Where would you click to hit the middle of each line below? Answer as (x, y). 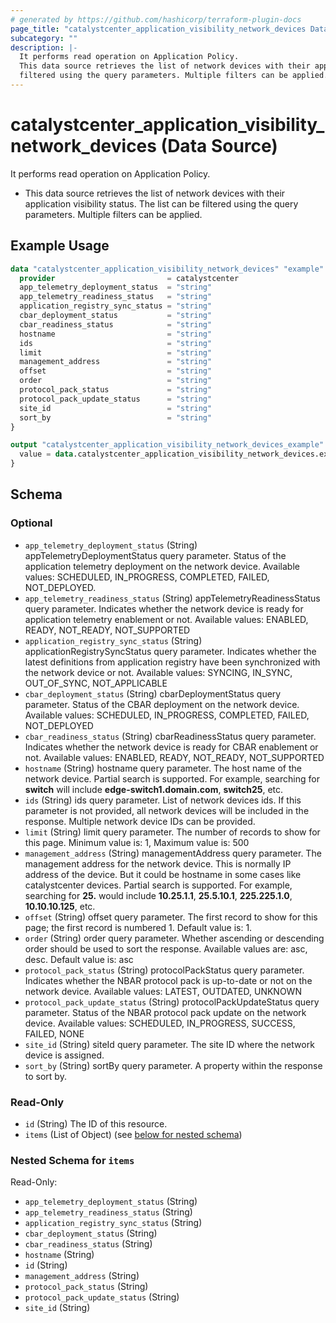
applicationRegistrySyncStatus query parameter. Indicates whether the (170, 651)
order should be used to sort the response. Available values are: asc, (166, 948)
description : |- (44, 47)
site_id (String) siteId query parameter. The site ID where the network (169, 1044)
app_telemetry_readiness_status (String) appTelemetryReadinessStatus (172, 598)
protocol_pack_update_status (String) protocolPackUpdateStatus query (172, 1002)
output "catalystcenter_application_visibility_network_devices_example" (167, 445)
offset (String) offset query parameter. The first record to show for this (171, 917)
